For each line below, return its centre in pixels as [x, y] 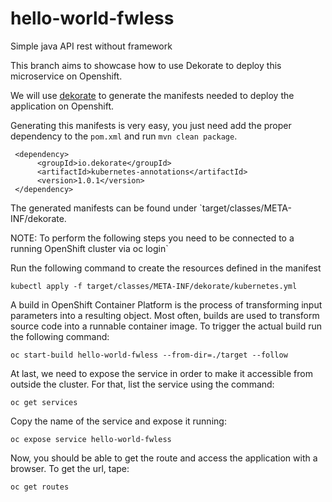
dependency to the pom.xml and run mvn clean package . [124, 136]
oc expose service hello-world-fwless [91, 439]
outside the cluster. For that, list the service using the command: [142, 384]
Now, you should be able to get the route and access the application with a [164, 458]
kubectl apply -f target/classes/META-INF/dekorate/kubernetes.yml [154, 286]
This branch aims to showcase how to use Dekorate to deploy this [146, 65]
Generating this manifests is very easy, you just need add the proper [151, 125]
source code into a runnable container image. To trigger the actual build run [166, 326]
